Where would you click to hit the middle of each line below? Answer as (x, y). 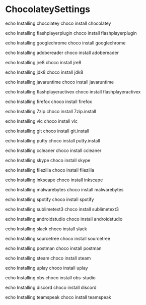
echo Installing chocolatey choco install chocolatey (58, 23)
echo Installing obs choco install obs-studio (50, 277)
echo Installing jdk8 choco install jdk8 (44, 72)
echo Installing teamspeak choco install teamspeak (58, 297)
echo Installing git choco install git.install (47, 131)
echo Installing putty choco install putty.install (53, 140)
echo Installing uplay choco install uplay (47, 268)
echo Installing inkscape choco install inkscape (54, 180)
